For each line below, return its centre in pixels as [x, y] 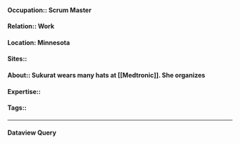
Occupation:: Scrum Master [49, 10]
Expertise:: [24, 91]
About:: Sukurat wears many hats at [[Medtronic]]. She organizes [106, 75]
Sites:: [17, 59]
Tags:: [17, 108]
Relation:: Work [31, 26]
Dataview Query [32, 133]
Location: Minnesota [39, 42]
